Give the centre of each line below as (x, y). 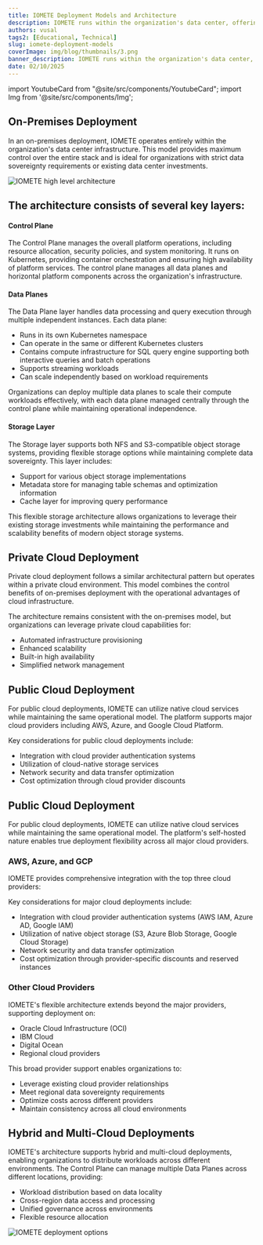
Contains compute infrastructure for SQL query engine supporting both (134, 352)
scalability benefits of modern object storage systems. (96, 533)
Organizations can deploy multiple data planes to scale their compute (120, 392)
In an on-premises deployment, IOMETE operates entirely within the (117, 140)
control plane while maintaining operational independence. (103, 409)
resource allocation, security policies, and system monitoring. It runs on (124, 251)
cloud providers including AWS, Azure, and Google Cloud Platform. (116, 726)
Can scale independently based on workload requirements (114, 377)
